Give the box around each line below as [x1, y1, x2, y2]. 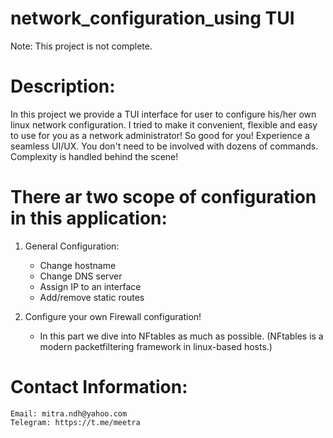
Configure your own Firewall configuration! [24, 310, 202, 322]
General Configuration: [24, 240, 120, 252]
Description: [10, 75, 116, 98]
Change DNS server [39, 270, 123, 282]
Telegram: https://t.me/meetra [10, 417, 141, 427]
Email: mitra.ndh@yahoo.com [10, 408, 128, 419]
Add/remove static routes [39, 291, 145, 303]
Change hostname [39, 259, 117, 271]
